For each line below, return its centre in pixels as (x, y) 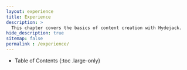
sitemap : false (25, 38)
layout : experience (30, 11)
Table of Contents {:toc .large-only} (57, 60)
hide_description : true (35, 33)
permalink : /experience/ (38, 44)
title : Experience (28, 17)
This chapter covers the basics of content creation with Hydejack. (97, 28)
